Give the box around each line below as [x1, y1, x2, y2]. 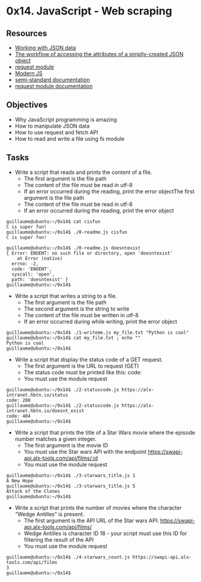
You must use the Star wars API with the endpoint [23, 448, 147, 455]
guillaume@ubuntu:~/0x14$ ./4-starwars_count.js [6, 554, 130, 560]
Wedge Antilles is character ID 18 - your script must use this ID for [23, 530, 187, 537]
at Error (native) [17, 255, 63, 261]
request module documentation [14, 82, 93, 90]
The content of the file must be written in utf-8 [23, 311, 139, 318]
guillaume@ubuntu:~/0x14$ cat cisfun [6, 218, 101, 224]
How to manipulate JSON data [14, 122, 90, 129]
